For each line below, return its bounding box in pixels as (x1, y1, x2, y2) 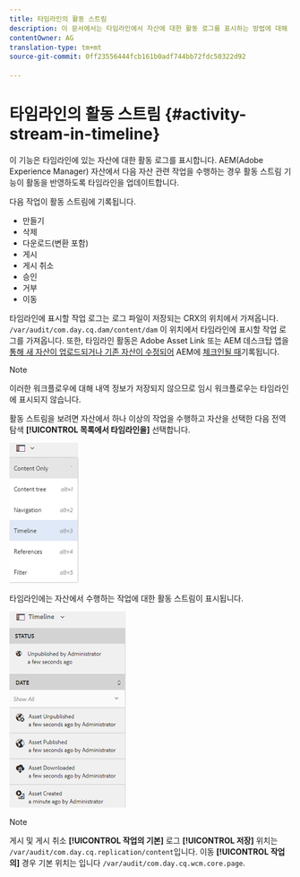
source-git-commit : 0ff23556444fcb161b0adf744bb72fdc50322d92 (9, 52, 246, 62)
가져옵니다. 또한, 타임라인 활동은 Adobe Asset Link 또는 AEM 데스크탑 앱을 (25, 334, 289, 345)
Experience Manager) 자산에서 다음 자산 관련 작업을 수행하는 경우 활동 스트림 (9, 166, 282, 177)
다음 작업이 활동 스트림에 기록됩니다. (9, 195, 136, 206)
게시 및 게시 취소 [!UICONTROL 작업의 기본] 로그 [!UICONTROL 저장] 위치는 (9, 835, 279, 846)
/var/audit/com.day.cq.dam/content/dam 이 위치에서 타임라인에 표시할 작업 (9, 324, 278, 334)
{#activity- (164, 104, 247, 125)
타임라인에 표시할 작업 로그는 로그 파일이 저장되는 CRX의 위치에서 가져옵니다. (9, 312, 279, 323)
